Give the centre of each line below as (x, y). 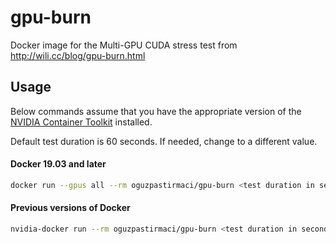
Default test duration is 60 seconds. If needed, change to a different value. (164, 141)
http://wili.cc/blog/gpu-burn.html (78, 55)
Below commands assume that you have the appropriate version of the (156, 111)
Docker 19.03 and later (58, 164)
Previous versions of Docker (70, 208)
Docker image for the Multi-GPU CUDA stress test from (124, 45)
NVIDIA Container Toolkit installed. (81, 122)
